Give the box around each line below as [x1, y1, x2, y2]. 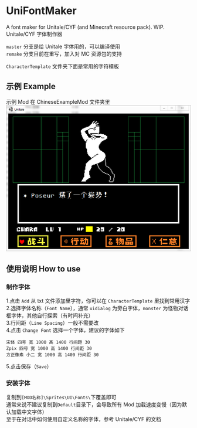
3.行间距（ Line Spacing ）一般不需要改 [6, 320, 99, 327]
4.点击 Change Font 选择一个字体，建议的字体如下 [6, 327, 125, 334]
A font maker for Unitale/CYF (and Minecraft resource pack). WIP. [6, 23, 165, 30]
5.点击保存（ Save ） [6, 363, 52, 370]
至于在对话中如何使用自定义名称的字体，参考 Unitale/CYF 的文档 [6, 415, 162, 423]
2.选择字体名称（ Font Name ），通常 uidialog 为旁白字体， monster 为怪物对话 [6, 305, 189, 312]
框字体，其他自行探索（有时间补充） [6, 312, 94, 319]
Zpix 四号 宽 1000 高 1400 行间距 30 [6, 346, 92, 352]
